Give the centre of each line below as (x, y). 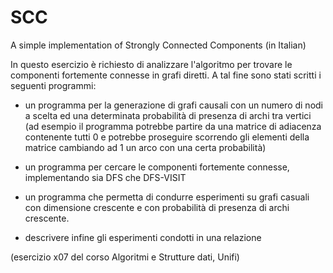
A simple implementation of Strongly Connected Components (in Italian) (158, 45)
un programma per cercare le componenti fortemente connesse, (157, 167)
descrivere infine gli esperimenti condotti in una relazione (143, 237)
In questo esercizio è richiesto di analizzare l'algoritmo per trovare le (151, 64)
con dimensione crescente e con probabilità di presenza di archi (157, 207)
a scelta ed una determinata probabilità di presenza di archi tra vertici (168, 115)
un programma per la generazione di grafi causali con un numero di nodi (174, 105)
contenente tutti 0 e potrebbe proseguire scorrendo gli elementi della (167, 137)
